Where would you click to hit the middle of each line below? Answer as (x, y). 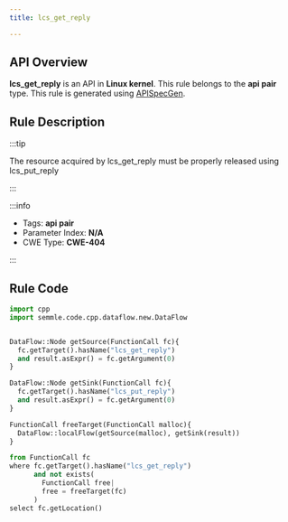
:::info (20, 206)
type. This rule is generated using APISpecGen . (98, 93)
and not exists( (64, 475)
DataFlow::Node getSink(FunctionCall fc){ (90, 383)
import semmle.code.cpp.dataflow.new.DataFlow (98, 317)
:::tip (18, 144)
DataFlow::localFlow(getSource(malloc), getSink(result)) (129, 433)
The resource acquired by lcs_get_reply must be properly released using (144, 161)
